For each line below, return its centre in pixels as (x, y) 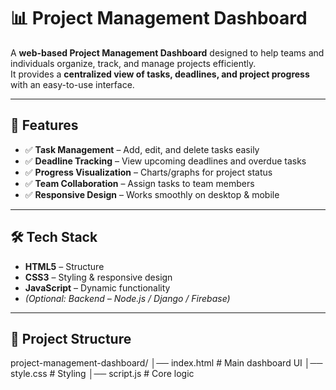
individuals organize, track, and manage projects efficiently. (133, 63)
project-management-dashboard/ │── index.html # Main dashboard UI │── (166, 363)
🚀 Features (44, 125)
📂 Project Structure (71, 338)
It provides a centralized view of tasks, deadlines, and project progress (160, 74)
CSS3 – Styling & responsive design (98, 277)
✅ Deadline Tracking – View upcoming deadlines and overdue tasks (165, 161)
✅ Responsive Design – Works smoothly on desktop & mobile (152, 194)
